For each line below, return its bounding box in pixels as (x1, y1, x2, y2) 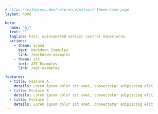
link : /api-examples (18, 66, 60, 71)
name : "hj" (9, 25, 32, 30)
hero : (5, 20, 16, 25)
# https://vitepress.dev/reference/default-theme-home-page (5, 7, 130, 12)
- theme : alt (14, 57, 40, 61)
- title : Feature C (9, 97, 49, 102)
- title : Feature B (9, 88, 49, 93)
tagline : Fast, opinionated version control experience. (9, 34, 127, 39)
